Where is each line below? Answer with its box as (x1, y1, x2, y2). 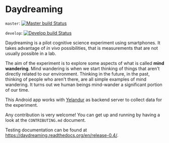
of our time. (5, 87, 29, 93)
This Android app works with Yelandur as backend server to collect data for (5, 97, 162, 103)
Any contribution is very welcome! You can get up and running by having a (5, 112, 160, 118)
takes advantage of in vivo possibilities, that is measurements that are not (5, 45, 158, 51)
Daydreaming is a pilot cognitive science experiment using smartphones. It (5, 39, 160, 46)
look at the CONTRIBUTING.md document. (5, 117, 86, 123)
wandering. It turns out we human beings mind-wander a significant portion (5, 82, 162, 88)
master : (5, 20, 20, 26)
